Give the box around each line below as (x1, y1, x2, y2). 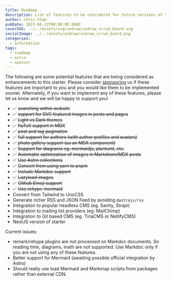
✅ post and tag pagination (12, 128, 68, 134)
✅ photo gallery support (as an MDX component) (12, 140, 116, 146)
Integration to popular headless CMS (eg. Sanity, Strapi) (12, 202, 130, 208)
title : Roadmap (5, 7, 38, 13)
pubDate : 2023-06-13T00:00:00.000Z (5, 21, 81, 27)
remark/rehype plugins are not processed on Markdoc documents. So (12, 239, 159, 245)
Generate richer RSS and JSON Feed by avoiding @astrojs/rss (12, 197, 144, 203)
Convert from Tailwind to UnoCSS (12, 192, 84, 198)
